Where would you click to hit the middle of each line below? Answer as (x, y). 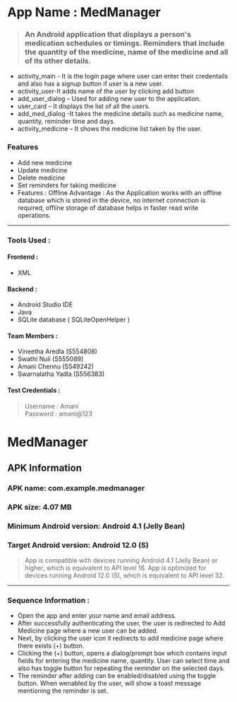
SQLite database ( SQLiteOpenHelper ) (74, 320)
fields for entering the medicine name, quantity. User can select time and (123, 661)
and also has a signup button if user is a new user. (90, 84)
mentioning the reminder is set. (63, 691)
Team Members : (32, 336)
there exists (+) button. (51, 646)
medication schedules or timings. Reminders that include (124, 43)
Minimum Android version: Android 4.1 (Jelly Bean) (96, 526)
